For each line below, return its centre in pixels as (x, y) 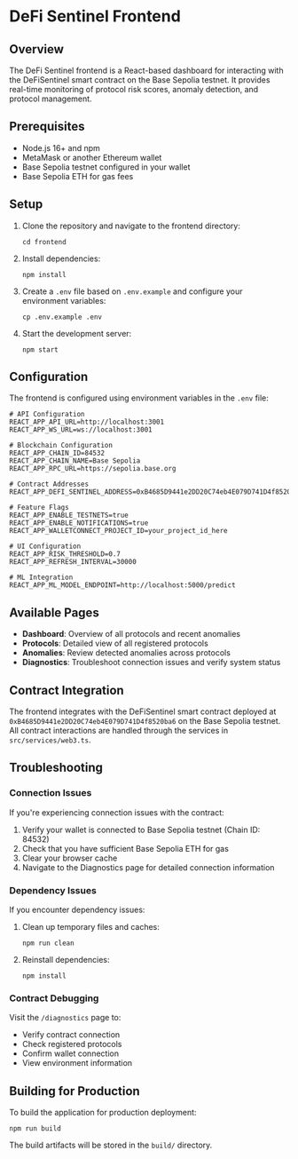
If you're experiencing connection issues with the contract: (117, 812)
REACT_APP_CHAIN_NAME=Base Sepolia (75, 461)
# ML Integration (41, 578)
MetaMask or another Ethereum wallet (92, 157)
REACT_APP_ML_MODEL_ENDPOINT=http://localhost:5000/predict (123, 585)
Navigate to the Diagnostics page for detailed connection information (148, 867)
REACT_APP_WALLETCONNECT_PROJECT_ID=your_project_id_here (118, 531)
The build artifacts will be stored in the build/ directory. (111, 1145)
